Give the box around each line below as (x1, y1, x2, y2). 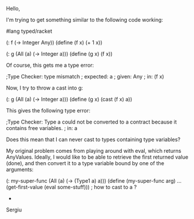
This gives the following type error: (6, 107, 91, 114)
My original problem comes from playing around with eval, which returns (6, 148, 182, 154)
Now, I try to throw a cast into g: (6, 84, 83, 91)
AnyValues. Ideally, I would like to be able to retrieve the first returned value (6, 153, 189, 160)
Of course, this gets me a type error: (6, 61, 94, 69)
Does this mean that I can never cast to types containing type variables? (6, 136, 181, 143)
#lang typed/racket (6, 28, 53, 35)
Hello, (6, 5, 21, 12)
